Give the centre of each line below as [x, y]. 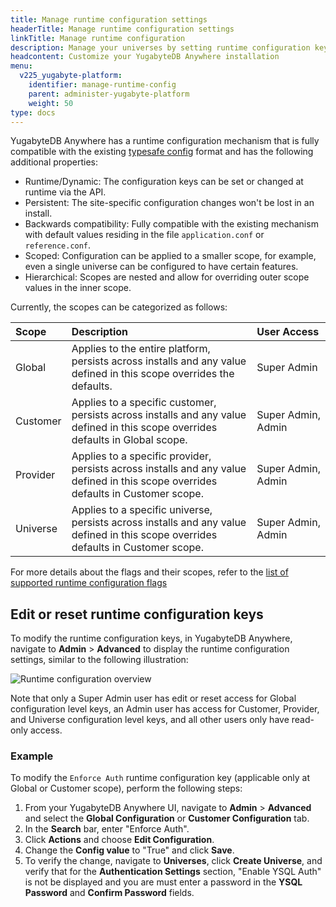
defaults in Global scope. [129, 440]
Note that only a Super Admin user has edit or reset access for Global [153, 698]
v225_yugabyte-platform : [71, 76]
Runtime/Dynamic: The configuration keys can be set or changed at [164, 182]
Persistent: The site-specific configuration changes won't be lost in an [169, 203]
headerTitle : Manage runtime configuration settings [122, 29]
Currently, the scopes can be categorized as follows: [119, 307]
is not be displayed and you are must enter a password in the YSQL [163, 882]
